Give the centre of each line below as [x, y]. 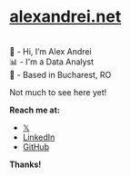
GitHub [36, 146]
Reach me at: [35, 110]
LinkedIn [39, 137]
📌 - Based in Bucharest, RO [60, 74]
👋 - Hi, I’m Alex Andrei [51, 51]
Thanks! [25, 164]
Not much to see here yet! [58, 92]
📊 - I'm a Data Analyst [51, 62]
